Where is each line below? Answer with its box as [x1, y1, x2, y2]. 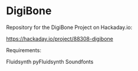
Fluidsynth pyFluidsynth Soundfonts [6, 58, 94, 65]
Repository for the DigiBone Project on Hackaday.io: [6, 24, 133, 31]
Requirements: [6, 46, 41, 54]
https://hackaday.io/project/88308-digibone [6, 35, 113, 42]
